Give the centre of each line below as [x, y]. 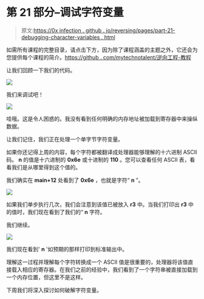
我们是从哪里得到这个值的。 [46, 167]
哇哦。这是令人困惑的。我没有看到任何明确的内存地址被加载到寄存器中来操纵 [102, 118]
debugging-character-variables [60, 37]
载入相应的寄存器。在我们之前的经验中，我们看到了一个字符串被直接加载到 [104, 269]
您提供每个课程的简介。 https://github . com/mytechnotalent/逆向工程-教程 [99, 57]
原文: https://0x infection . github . [63, 30]
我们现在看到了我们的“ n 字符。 [66, 212]
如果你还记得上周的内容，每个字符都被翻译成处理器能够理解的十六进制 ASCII [102, 152]
